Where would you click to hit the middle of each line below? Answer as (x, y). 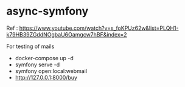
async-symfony (47, 11)
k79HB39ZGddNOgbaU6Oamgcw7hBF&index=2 (67, 34)
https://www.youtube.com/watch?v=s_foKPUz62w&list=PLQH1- (99, 28)
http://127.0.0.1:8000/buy (46, 77)
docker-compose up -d (44, 58)
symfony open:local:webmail (51, 71)
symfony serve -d (37, 64)
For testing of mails (30, 46)
